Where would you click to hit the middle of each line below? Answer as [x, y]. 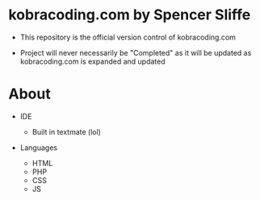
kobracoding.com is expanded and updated [92, 61]
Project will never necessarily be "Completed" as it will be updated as [136, 52]
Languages [39, 148]
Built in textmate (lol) [66, 131]
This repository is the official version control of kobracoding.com [128, 37]
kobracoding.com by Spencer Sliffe [130, 15]
